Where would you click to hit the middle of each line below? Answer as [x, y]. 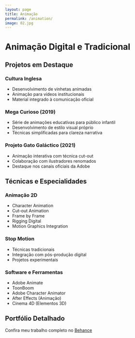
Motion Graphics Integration [40, 226]
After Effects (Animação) [37, 298]
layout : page [18, 9]
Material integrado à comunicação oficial [53, 99]
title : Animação [21, 14]
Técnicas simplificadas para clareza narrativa [57, 133]
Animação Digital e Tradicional [68, 47]
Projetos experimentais [35, 260]
